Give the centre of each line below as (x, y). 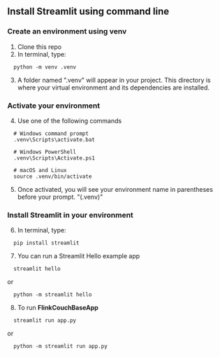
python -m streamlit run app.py (61, 346)
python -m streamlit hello (53, 295)
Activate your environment (54, 106)
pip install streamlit (46, 243)
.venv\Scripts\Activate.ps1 (54, 158)
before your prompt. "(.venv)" (60, 197)
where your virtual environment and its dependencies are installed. (113, 87)
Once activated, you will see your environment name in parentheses (115, 189)
